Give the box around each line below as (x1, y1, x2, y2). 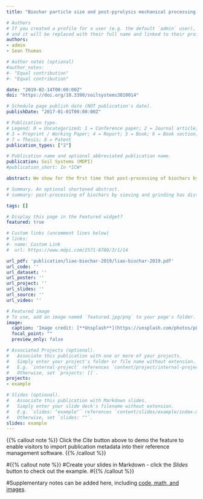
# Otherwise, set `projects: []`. (6, 370, 98, 376)
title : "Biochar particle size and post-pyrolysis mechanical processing (6, 8, 196, 15)
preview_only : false (11, 336, 63, 342)
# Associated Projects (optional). (6, 347, 96, 353)
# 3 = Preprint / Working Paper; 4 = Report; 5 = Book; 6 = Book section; (6, 131, 199, 137)
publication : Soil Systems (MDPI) (6, 158, 94, 165)
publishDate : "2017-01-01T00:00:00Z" (6, 109, 101, 115)
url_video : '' (6, 297, 42, 303)
